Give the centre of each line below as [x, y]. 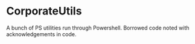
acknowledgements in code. [41, 34]
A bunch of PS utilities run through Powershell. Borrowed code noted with [98, 28]
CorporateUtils [44, 11]
